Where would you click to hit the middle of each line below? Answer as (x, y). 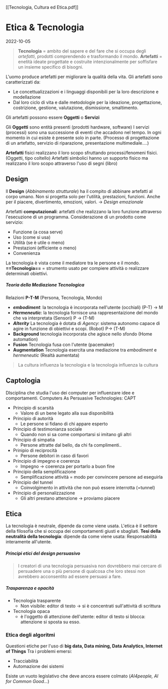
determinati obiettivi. (27, 273)
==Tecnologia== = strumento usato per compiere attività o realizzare (77, 268)
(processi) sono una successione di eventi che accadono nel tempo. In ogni (83, 132)
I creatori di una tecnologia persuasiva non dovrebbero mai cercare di (90, 566)
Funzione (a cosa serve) (38, 232)
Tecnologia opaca (31, 611)
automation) (25, 339)
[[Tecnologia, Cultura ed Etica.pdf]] (42, 7)
